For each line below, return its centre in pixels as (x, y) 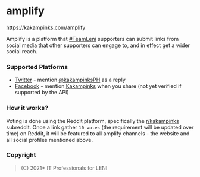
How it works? (27, 108)
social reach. (22, 51)
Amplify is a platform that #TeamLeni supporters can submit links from (93, 39)
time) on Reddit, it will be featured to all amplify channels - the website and (98, 133)
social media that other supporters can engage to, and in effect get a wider (98, 45)
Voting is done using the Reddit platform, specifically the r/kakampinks (93, 121)
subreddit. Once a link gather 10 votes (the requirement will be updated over (100, 127)
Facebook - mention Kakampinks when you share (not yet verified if (98, 86)
